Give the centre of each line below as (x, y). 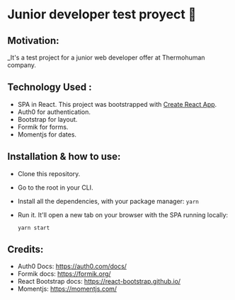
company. (22, 65)
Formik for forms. (43, 127)
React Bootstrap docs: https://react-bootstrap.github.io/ (99, 282)
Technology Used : (50, 87)
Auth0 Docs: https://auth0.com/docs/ (72, 266)
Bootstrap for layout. (47, 119)
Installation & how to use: (64, 157)
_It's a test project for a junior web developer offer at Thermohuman (106, 57)
